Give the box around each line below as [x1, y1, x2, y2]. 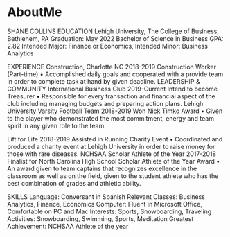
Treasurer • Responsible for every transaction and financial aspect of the [7, 91, 216, 100]
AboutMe [7, 4, 62, 20]
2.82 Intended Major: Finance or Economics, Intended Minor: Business [7, 42, 208, 50]
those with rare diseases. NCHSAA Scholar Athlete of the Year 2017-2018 [7, 150, 217, 158]
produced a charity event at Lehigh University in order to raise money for [7, 142, 215, 150]
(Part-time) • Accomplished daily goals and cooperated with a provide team [7, 70, 224, 78]
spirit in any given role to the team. [7, 121, 106, 130]
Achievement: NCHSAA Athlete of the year [7, 222, 129, 230]
